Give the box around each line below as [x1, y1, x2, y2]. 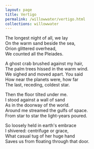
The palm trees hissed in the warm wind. [5, 66, 89, 72]
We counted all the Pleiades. [5, 51, 64, 57]
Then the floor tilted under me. [5, 91, 68, 97]
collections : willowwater [5, 21, 59, 26]
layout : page [5, 7, 32, 12]
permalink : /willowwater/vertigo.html [5, 16, 86, 21]
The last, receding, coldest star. [5, 82, 70, 88]
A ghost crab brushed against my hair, [5, 60, 84, 66]
